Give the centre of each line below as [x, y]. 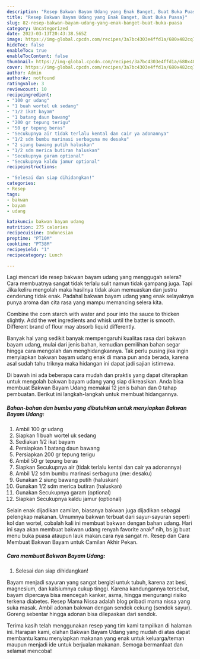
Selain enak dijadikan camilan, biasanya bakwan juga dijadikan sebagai [93, 511]
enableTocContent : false [37, 56]
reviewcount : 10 [27, 89]
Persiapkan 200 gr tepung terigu [55, 454]
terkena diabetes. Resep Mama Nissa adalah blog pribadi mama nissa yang [99, 601]
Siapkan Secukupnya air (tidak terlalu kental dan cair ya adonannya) [99, 467]
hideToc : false [26, 45]
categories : [21, 183]
